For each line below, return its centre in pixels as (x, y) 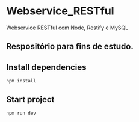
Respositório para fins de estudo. (70, 47)
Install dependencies (46, 67)
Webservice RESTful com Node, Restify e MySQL (67, 28)
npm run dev (21, 113)
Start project (30, 99)
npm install (21, 81)
